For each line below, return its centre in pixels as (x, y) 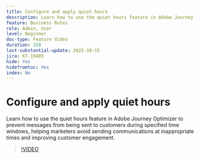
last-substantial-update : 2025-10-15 (53, 51)
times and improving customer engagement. (61, 138)
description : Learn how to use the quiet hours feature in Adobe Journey (100, 17)
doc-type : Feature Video (37, 39)
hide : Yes (19, 61)
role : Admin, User (29, 28)
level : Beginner (26, 34)
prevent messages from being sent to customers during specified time (93, 125)
